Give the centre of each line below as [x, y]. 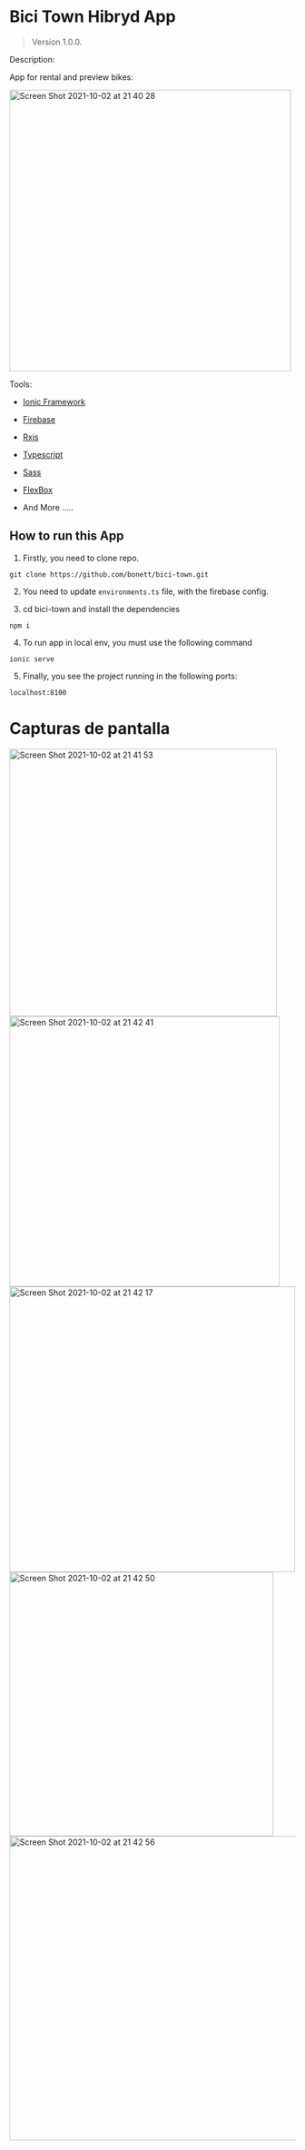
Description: [32, 59]
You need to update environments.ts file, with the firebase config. [146, 591]
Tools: [21, 384]
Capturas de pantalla [90, 728]
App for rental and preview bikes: [72, 77]
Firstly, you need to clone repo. [80, 558]
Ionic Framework [54, 401]
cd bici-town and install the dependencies [101, 609]
